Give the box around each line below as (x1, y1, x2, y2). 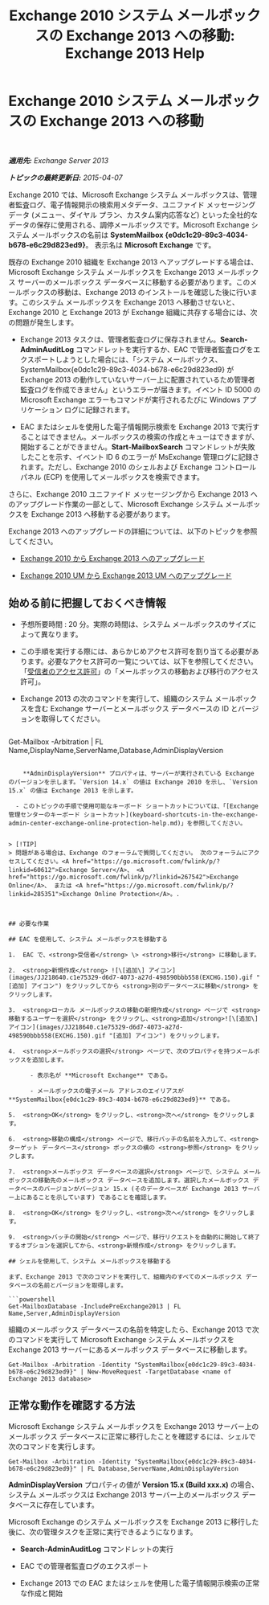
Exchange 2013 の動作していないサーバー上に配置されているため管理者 (19, 375, 255, 384)
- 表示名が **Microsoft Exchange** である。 (29, 1071, 172, 1079)
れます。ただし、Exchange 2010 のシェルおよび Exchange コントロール (19, 462, 257, 472)
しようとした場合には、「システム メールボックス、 (55, 354, 222, 364)
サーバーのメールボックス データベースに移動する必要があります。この (17, 277, 251, 287)
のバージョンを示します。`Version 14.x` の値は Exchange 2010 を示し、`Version (8, 778, 259, 786)
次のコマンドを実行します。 (8, 1441, 100, 1451)
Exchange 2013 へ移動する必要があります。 (31, 509, 175, 518)
